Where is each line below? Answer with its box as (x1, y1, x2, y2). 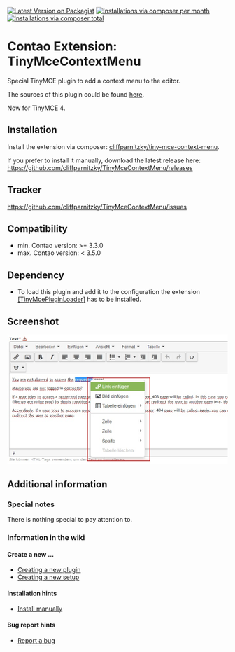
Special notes (7, 499, 55, 509)
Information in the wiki (7, 533, 85, 543)
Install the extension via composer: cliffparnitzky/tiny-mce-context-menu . (7, 142, 220, 151)
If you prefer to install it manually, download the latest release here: (7, 156, 201, 165)
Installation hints (7, 589, 57, 597)
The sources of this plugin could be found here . (7, 90, 145, 98)
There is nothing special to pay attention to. (7, 515, 133, 524)
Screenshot (7, 315, 59, 327)
